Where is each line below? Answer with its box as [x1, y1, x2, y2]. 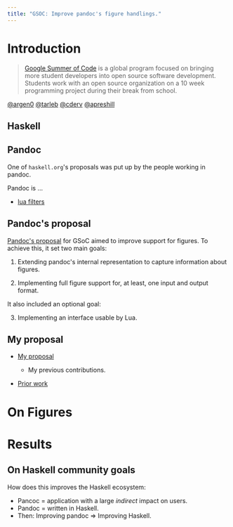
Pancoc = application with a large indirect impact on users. [17, 496, 188, 505]
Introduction [7, 40, 81, 56]
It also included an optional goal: [7, 299, 102, 308]
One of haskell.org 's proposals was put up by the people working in [7, 162, 206, 171]
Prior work [17, 379, 48, 388]
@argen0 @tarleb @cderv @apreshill [7, 100, 115, 108]
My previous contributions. [27, 366, 106, 375]
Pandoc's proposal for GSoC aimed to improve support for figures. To [7, 236, 208, 245]
